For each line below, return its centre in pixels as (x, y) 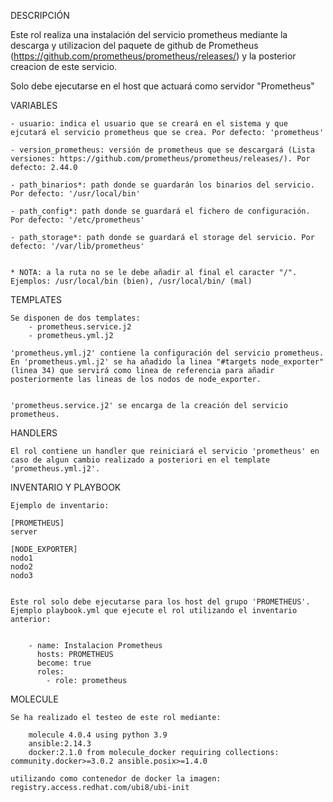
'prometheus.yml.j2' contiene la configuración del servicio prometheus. (167, 353)
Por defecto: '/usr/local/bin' (75, 194)
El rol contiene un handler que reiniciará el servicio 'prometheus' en (165, 451)
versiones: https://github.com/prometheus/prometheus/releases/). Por (160, 159)
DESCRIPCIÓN (40, 15)
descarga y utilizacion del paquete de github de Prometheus (134, 45)
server (24, 532)
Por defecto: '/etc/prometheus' (77, 220)
